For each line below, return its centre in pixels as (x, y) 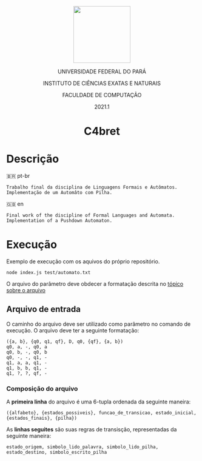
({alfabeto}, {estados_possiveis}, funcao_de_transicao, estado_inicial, (102, 413)
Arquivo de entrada (43, 309)
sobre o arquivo (26, 291)
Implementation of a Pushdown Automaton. (59, 221)
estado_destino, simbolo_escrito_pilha (57, 453)
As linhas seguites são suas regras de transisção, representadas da (92, 429)
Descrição (33, 159)
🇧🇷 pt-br (18, 176)
